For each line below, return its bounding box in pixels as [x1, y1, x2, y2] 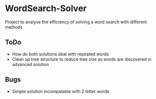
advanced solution [12, 61, 49, 67]
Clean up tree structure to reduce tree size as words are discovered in [12, 56, 152, 62]
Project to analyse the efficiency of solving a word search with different [5, 19, 147, 25]
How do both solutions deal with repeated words [12, 51, 109, 57]
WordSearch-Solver [5, 3, 87, 14]
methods [5, 24, 23, 30]
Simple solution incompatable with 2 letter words [12, 88, 110, 94]
